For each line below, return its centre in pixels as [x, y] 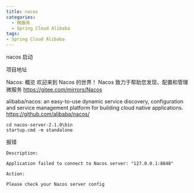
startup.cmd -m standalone [39, 130]
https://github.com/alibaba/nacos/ [48, 114]
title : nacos [22, 12]
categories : [21, 17]
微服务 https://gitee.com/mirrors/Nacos [54, 89]
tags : [13, 34]
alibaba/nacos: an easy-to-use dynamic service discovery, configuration [95, 101]
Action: [16, 174]
